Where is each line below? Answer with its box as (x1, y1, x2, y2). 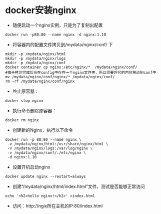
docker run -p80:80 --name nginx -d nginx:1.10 (5, 32, 106, 37)
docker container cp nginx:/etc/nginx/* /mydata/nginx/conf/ (5, 65, 137, 70)
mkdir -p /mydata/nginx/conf (5, 60, 66, 65)
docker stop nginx (5, 98, 43, 103)
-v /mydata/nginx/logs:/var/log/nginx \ (7, 146, 93, 151)
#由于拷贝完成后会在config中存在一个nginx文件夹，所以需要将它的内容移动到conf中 (5, 70, 156, 75)
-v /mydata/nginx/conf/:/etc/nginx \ (7, 150, 86, 155)
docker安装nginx (5, 5, 76, 16)
